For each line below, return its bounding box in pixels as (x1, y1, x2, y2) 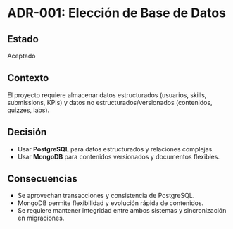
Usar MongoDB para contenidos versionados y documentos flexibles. (17, 152, 220, 161)
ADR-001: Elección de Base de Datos (7, 5, 227, 21)
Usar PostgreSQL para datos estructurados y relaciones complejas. (17, 144, 214, 153)
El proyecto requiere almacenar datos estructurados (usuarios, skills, (7, 90, 207, 99)
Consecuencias (7, 173, 77, 185)
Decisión (7, 126, 47, 138)
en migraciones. (17, 213, 65, 223)
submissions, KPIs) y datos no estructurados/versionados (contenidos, (7, 98, 213, 106)
